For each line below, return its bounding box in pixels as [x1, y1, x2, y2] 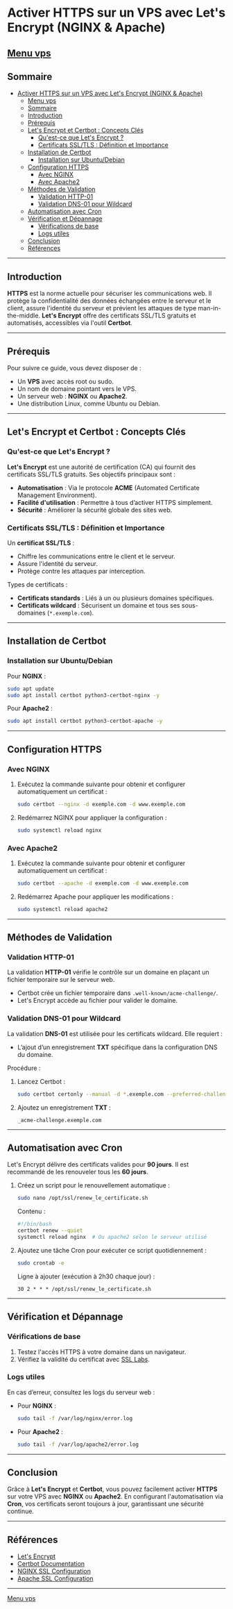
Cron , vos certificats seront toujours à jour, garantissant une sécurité [7, 1500, 205, 1508]
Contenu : [17, 1207, 46, 1216]
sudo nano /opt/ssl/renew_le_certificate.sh [17, 1194, 148, 1202]
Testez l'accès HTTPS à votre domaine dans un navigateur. [17, 1347, 187, 1356]
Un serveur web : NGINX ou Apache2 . [17, 392, 128, 401]
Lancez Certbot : [17, 1077, 66, 1085]
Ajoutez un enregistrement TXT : [17, 1103, 111, 1112]
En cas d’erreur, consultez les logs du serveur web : [7, 1387, 155, 1397]
